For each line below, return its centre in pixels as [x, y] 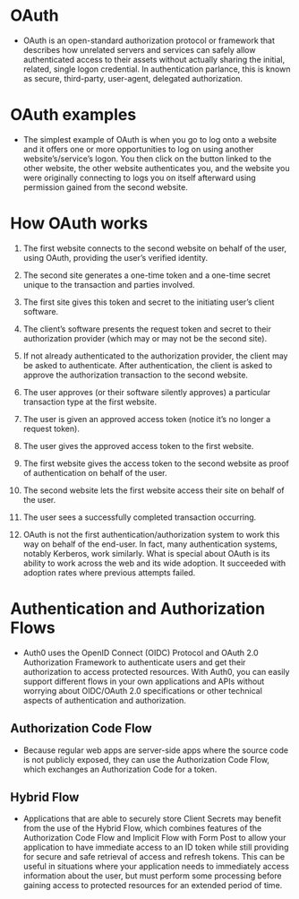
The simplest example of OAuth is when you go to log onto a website [150, 139]
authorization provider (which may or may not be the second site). [145, 338]
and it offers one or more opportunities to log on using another [138, 149]
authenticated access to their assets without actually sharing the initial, [154, 59]
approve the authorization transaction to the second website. [136, 375]
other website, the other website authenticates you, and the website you [156, 168]
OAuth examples [73, 115]
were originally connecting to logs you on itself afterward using [139, 177]
